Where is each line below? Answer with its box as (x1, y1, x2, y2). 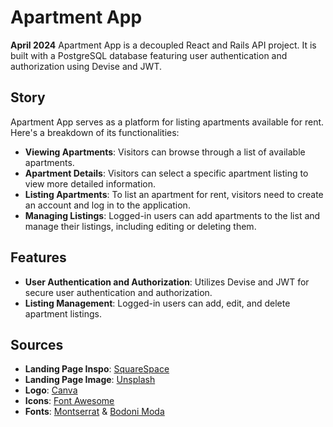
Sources (10, 336, 64, 353)
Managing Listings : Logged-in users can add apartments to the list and (24, 209, 321, 221)
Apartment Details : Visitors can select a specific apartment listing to (24, 167, 309, 179)
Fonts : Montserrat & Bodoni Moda (24, 406, 165, 418)
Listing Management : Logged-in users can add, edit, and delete (24, 297, 291, 309)
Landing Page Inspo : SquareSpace (24, 363, 170, 375)
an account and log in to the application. (24, 199, 191, 211)
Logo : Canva (24, 384, 78, 396)
